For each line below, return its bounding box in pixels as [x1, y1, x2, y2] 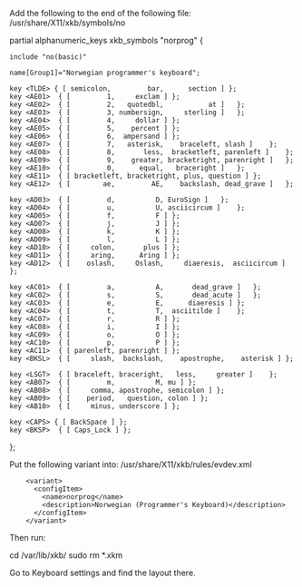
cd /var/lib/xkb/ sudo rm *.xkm [9, 550, 123, 561]
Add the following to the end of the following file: [9, 8, 192, 18]
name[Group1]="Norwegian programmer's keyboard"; [9, 68, 201, 77]
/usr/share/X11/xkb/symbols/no [9, 17, 126, 28]
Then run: [9, 533, 46, 543]
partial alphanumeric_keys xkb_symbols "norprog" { [9, 35, 204, 45]
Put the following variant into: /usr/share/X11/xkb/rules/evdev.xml [9, 459, 252, 470]
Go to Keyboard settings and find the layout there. [9, 567, 197, 578]
